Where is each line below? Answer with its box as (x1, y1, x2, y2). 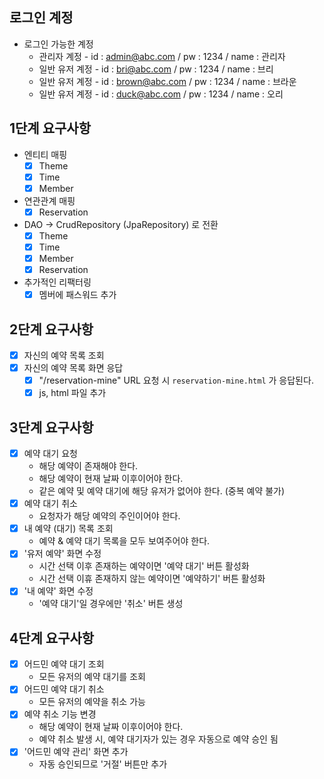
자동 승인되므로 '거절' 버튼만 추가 (38, 758, 168, 770)
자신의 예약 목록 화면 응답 (23, 362, 124, 374)
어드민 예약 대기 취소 (23, 683, 105, 695)
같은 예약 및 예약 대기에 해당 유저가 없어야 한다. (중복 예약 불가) (38, 485, 286, 497)
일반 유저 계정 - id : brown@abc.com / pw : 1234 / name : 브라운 (38, 75, 297, 87)
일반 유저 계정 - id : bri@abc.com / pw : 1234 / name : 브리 (38, 63, 274, 75)
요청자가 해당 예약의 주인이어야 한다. (38, 510, 181, 522)
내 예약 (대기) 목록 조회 (23, 523, 114, 535)
